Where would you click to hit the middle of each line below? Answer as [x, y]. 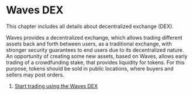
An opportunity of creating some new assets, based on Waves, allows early [97, 56]
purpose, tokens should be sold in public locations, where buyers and [90, 68]
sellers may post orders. [35, 75]
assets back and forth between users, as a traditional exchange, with [89, 44]
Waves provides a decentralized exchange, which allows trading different [94, 37]
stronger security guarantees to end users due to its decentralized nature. [95, 50]
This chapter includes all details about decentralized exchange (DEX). [90, 26]
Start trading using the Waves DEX [56, 86]
